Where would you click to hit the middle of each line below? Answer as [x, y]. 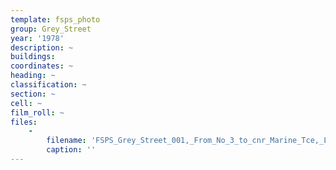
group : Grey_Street [51, 29]
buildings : [33, 57]
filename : [66, 141]
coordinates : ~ [42, 66]
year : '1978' [37, 38]
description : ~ [42, 47]
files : [24, 122]
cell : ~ [26, 103]
